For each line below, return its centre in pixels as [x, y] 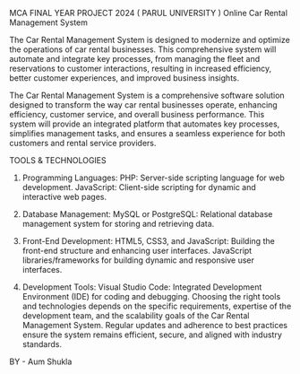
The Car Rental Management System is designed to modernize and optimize [150, 40]
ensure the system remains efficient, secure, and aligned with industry [152, 335]
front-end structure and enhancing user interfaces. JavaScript [137, 251]
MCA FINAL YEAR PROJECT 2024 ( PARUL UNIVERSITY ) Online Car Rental [149, 13]
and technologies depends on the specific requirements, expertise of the [157, 306]
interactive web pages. [64, 197]
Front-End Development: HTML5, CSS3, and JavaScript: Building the [148, 241]
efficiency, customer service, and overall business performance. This [137, 114]
